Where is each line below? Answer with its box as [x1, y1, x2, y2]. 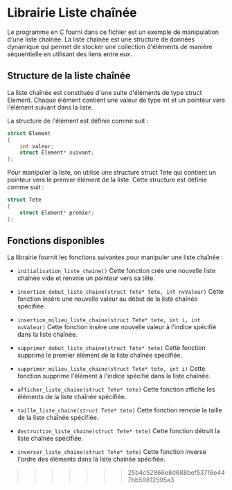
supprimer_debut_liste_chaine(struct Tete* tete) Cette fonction [17, 344, 206, 352]
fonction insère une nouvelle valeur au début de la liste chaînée [17, 295, 198, 303]
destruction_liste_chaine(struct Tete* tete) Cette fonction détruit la [17, 427, 220, 435]
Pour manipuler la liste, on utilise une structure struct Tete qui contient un [7, 168, 217, 177]
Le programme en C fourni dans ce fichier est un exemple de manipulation [7, 28, 220, 36]
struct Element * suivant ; [19, 149, 95, 157]
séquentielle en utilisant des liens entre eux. [7, 50, 133, 58]
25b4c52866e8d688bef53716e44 [127, 469, 225, 477]
